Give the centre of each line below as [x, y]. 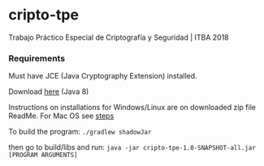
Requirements [37, 58]
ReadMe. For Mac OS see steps [61, 116]
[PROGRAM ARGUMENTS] [43, 155]
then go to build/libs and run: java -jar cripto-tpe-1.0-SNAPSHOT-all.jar [132, 147]
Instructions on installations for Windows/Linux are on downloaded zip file [132, 108]
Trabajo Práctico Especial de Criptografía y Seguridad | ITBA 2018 [119, 37]
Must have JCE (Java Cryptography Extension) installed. [103, 76]
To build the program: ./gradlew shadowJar [80, 132]
